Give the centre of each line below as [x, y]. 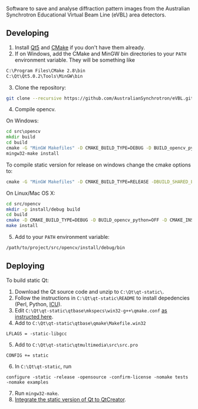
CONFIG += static [27, 355]
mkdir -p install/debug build [43, 209]
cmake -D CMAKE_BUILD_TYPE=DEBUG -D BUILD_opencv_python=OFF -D [87, 220]
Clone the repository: [40, 87]
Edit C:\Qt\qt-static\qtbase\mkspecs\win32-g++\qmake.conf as [91, 310]
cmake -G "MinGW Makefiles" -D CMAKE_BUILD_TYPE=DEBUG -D [79, 148]
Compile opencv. [35, 109]
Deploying [25, 266]
